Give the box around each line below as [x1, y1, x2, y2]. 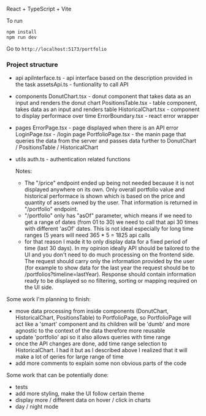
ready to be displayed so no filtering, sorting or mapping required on [24, 277, 197, 285]
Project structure [6, 60, 58, 69]
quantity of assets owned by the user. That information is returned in [24, 199, 198, 206]
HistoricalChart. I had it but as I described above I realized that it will [15, 347, 188, 354]
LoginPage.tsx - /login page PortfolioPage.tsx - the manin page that [15, 131, 186, 138]
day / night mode [15, 403, 59, 410]
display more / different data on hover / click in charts [15, 396, 151, 404]
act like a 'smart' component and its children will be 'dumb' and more [15, 320, 190, 328]
